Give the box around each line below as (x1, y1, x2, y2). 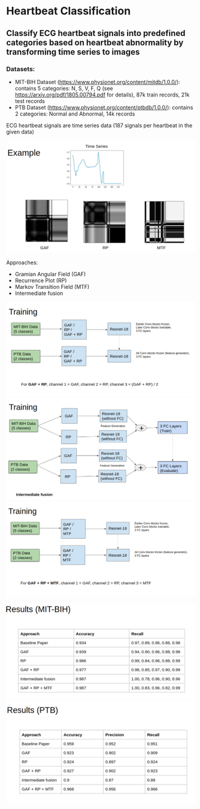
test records (14, 97, 45, 104)
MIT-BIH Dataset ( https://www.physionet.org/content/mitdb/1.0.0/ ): (14, 78, 181, 85)
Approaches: (6, 259, 38, 266)
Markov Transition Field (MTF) (14, 283, 90, 291)
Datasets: (6, 65, 35, 73)
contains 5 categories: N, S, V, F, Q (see (14, 84, 114, 92)
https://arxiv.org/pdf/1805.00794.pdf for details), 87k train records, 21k (14, 91, 190, 98)
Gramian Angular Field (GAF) (14, 271, 86, 278)
